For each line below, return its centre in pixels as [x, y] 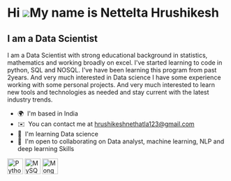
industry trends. [30, 100]
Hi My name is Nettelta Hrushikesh [113, 13]
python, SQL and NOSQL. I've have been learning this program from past [112, 70]
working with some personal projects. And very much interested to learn [111, 85]
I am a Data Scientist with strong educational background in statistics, [107, 55]
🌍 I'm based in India [48, 113]
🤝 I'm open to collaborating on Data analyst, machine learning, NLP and [121, 141]
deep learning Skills [46, 149]
